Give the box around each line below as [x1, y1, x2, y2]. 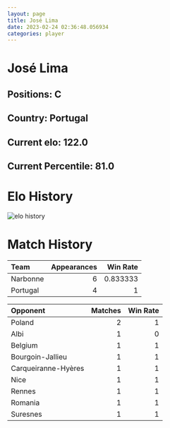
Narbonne [11, 274, 44, 283]
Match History [7, 237, 93, 252]
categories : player [7, 30, 65, 37]
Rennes [11, 386, 37, 396]
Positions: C [7, 88, 62, 100]
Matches [91, 305, 121, 315]
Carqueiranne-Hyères [11, 363, 85, 373]
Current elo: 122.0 [7, 136, 88, 148]
